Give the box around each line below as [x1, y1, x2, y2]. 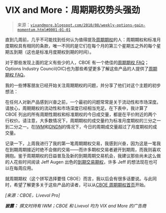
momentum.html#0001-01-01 [17, 27, 71, 32]
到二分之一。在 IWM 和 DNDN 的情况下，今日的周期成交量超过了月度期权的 [5, 124, 153, 129]
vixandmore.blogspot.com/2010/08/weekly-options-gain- [30, 23, 146, 28]
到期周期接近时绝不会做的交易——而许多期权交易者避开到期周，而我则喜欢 [9, 146, 161, 152]
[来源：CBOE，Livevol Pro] [5, 192, 60, 198]
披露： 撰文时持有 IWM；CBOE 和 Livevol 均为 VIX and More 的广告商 [5, 203, 147, 209]
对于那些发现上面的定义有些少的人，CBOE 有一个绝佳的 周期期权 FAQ [5, 59, 145, 65]
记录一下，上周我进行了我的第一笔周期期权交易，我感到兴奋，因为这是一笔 [5, 140, 157, 146]
